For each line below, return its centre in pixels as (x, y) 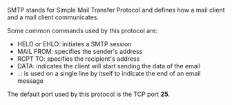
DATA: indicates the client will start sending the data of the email (109, 66)
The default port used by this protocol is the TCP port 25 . (89, 94)
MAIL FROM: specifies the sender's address (80, 51)
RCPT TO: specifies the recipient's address (78, 59)
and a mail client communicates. (53, 17)
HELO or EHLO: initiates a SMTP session (74, 44)
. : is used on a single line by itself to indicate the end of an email (109, 73)
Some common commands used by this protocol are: (82, 31)
